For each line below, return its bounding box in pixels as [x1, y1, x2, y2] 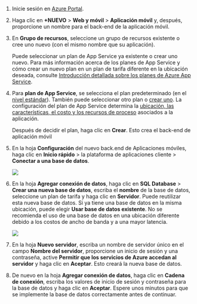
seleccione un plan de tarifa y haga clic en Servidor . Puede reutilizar [11, 193, 181, 200]
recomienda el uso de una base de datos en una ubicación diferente [11, 212, 180, 219]
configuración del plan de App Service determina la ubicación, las [11, 102, 174, 110]
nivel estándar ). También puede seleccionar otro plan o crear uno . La [11, 96, 182, 103]
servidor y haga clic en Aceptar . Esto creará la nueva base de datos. [11, 260, 182, 267]
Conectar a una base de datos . [11, 157, 90, 164]
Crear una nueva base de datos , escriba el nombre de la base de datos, [11, 187, 190, 193]
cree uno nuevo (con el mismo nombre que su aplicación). [11, 41, 155, 48]
